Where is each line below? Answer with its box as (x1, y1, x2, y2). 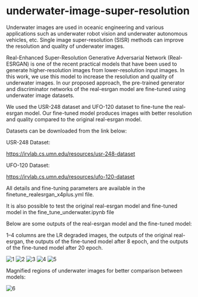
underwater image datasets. (6, 92, 75, 99)
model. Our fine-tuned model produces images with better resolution (24, 109, 192, 117)
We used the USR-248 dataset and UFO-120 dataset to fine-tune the (6, 103, 173, 110)
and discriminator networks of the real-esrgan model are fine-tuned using (6, 85, 186, 92)
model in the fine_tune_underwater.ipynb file (6, 208, 114, 215)
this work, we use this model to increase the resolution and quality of (6, 73, 174, 80)
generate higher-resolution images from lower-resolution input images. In (6, 66, 185, 73)
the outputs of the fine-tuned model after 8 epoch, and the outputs (25, 238, 189, 245)
